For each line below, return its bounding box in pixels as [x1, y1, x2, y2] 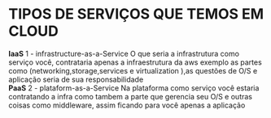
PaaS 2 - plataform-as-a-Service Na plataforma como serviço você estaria [8, 82, 260, 93]
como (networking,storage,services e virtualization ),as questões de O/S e [8, 65, 258, 75]
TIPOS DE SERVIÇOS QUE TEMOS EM [8, 5, 264, 23]
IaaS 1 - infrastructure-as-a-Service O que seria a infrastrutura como [8, 48, 240, 58]
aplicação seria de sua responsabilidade [8, 74, 144, 84]
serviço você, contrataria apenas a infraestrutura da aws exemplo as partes [8, 57, 262, 67]
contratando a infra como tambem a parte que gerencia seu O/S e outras [8, 91, 252, 101]
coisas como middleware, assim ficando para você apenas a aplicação [8, 100, 246, 110]
